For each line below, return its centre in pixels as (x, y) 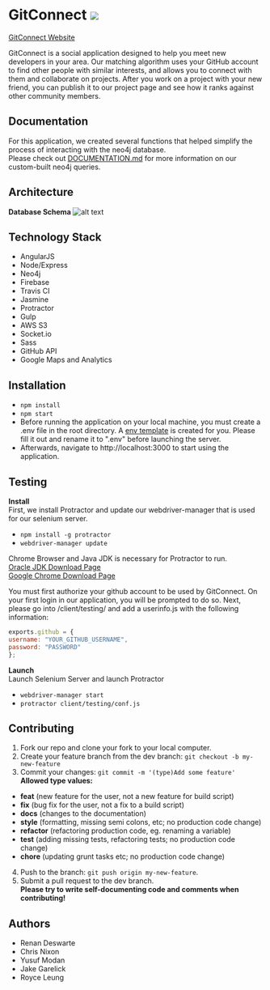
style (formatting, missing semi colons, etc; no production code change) (141, 822)
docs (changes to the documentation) (83, 814)
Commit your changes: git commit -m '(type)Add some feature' (128, 772)
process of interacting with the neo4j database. (87, 149)
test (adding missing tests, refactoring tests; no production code (128, 839)
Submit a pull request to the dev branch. (87, 881)
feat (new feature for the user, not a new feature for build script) (127, 797)
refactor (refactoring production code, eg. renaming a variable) (126, 831)
